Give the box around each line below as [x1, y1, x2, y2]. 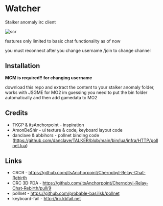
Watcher [5, 3, 41, 14]
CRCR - [12, 170, 28, 176]
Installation [5, 62, 40, 70]
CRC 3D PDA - [12, 180, 42, 186]
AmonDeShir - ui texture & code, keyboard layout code [12, 127, 123, 133]
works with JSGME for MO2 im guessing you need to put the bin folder [5, 89, 148, 95]
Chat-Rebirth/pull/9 [12, 185, 51, 191]
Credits [5, 109, 28, 117]
